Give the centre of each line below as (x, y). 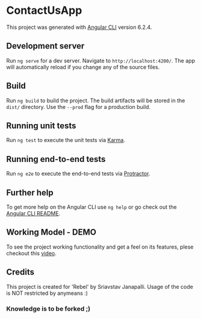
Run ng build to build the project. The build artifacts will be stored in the (96, 101)
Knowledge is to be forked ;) (48, 309)
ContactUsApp (44, 11)
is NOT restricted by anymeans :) (47, 293)
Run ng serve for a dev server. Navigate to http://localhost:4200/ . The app (101, 60)
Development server (45, 46)
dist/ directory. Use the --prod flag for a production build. (78, 107)
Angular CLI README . (33, 213)
